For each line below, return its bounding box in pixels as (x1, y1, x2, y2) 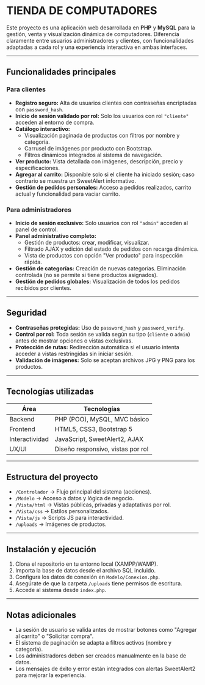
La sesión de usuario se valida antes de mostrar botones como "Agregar (15, 626, 197, 633)
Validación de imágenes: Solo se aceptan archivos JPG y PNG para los (15, 356, 195, 364)
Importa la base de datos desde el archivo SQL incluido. (15, 567, 156, 574)
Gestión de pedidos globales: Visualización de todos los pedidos (15, 278, 180, 285)
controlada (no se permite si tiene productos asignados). (15, 271, 158, 278)
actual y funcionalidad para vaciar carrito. (15, 190, 120, 198)
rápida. (24, 258, 43, 265)
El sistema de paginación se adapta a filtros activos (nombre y (15, 639, 172, 646)
